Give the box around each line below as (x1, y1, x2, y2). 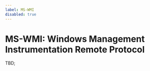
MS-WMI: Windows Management (5, 33, 145, 45)
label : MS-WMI (5, 7, 35, 12)
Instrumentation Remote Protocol (5, 44, 145, 55)
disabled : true (5, 12, 37, 17)
